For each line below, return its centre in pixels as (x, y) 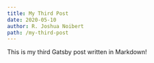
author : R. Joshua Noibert (46, 26)
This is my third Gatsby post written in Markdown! (77, 52)
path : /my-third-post (38, 33)
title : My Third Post (38, 13)
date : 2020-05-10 (32, 20)
